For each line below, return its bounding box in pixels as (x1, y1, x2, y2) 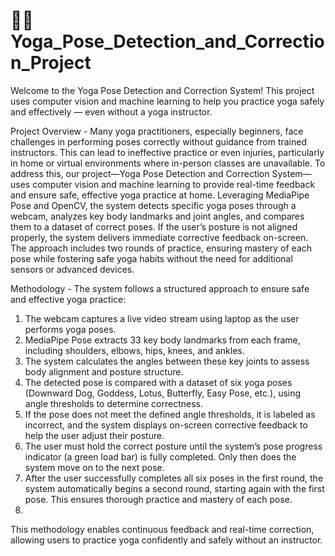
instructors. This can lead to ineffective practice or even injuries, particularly (10, 146, 325, 158)
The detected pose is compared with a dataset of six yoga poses (24, 376, 293, 388)
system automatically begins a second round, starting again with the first (24, 482, 325, 494)
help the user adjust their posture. (24, 429, 165, 441)
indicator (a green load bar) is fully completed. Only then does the (24, 450, 297, 463)
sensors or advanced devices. (10, 263, 135, 275)
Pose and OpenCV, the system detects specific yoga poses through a (10, 199, 297, 211)
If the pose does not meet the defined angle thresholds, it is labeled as (24, 408, 316, 420)
